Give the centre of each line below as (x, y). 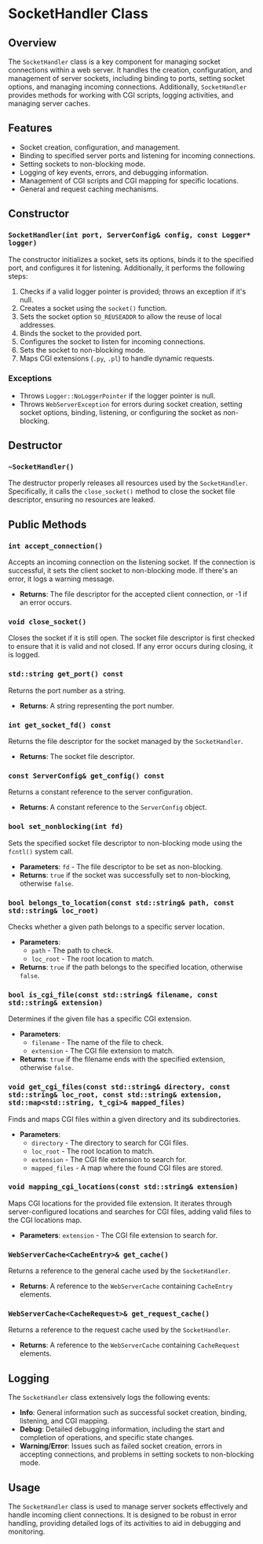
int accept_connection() (56, 546)
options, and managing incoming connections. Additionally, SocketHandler (128, 87)
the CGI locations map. (45, 1220)
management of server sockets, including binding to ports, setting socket (126, 78)
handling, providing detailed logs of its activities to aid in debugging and (124, 1524)
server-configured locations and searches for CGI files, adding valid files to (130, 1211)
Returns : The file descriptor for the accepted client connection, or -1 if (133, 594)
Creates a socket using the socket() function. (93, 308)
